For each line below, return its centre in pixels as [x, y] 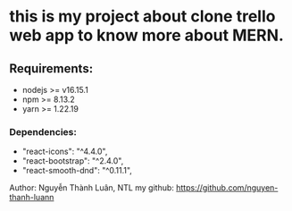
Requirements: [51, 68]
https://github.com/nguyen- [227, 188]
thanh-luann [32, 198]
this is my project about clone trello [142, 17]
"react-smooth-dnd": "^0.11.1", [77, 171]
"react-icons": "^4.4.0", [65, 152]
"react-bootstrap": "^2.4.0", [73, 161]
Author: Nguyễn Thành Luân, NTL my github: [92, 188]
